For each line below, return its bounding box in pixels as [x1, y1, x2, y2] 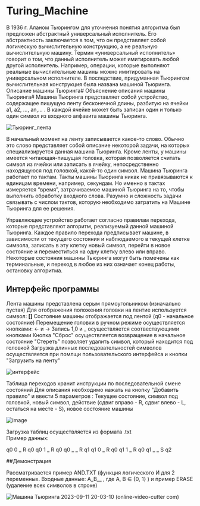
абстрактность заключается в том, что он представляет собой [6, 36, 167, 43]
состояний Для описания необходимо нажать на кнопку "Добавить [6, 386, 179, 393]
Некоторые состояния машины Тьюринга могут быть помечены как [6, 254, 180, 261]
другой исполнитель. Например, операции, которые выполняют [6, 61, 170, 69]
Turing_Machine [6, 4, 89, 18]
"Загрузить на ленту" [6, 357, 61, 364]
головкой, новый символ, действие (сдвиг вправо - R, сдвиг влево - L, [6, 398, 186, 406]
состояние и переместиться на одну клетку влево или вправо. [6, 248, 167, 255]
